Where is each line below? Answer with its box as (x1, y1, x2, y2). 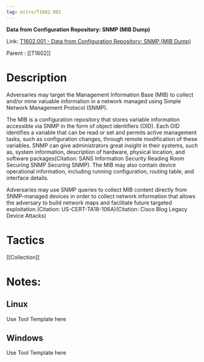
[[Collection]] (6, 253, 40, 261)
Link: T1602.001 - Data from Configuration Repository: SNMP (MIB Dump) (6, 37, 191, 45)
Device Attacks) (6, 212, 47, 219)
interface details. (6, 174, 49, 181)
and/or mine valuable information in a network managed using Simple (6, 97, 181, 104)
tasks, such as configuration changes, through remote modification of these (6, 135, 197, 142)
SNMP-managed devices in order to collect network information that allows (6, 192, 196, 200)
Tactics (6, 233, 45, 247)
